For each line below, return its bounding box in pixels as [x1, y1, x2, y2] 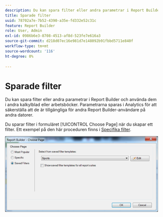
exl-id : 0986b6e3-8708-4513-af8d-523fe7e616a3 [5, 33, 101, 38]
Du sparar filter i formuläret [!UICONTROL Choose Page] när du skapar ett [5, 121, 153, 127]
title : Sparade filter [5, 13, 51, 18]
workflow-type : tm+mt [5, 44, 49, 49]
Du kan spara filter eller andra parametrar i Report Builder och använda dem [5, 97, 157, 102]
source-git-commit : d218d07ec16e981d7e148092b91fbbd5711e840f [5, 39, 133, 44]
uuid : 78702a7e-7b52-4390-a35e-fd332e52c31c [5, 18, 97, 23]
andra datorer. [5, 112, 33, 118]
